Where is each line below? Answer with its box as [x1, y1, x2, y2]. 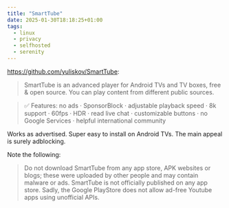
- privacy [13, 36, 41, 43]
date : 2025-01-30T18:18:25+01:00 [7, 17, 103, 23]
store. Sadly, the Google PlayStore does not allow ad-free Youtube [23, 185, 212, 194]
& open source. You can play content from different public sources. [23, 87, 215, 96]
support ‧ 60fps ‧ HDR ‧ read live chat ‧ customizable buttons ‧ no [23, 109, 208, 117]
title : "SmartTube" [7, 10, 63, 17]
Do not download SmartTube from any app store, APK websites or [23, 163, 211, 172]
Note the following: [7, 150, 61, 158]
